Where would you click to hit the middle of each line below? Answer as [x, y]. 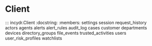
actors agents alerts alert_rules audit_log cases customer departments [76, 27]
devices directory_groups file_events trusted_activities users [66, 33]
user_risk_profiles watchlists [34, 38]
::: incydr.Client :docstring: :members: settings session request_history [76, 23]
